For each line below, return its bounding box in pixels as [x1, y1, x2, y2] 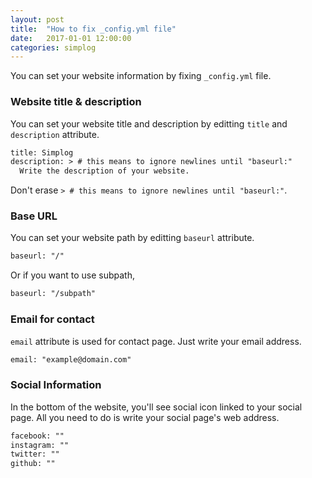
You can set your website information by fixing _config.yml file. [10, 70, 272, 82]
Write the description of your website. [19, 166, 190, 176]
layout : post [10, 14, 65, 25]
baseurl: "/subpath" [10, 289, 97, 299]
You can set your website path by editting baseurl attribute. [10, 232, 255, 244]
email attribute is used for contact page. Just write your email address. [10, 335, 302, 347]
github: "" [10, 459, 56, 469]
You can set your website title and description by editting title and [10, 117, 288, 130]
